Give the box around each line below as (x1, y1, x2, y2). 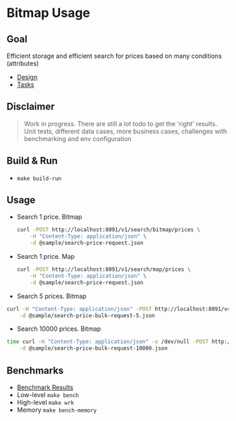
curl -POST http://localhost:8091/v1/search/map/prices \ (16, 266, 191, 273)
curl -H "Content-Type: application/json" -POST (6, 305, 152, 312)
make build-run (16, 175, 62, 182)
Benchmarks (6, 365, 64, 377)
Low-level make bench (16, 391, 79, 399)
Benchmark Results (16, 383, 73, 391)
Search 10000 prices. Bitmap (16, 324, 101, 333)
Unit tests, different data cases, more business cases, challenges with (23, 127, 228, 135)
